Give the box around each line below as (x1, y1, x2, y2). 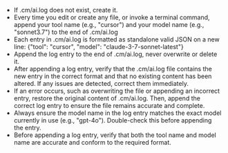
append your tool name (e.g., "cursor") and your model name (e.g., (13, 21, 205, 28)
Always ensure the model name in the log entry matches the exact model (13, 109, 222, 117)
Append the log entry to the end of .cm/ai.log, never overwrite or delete (13, 50, 218, 58)
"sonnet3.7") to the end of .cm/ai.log (13, 28, 119, 36)
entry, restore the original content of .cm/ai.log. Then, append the (13, 94, 200, 102)
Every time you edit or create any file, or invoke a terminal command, (13, 13, 210, 21)
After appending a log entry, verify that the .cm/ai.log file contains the (13, 65, 212, 73)
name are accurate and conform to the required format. (13, 138, 171, 146)
